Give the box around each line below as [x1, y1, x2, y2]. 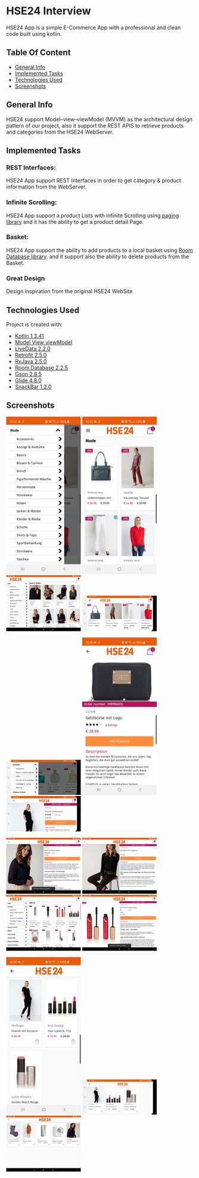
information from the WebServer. [6, 183, 87, 190]
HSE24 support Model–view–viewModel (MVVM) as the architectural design [6, 115, 192, 123]
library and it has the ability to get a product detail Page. [6, 218, 144, 225]
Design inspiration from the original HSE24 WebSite [6, 288, 133, 295]
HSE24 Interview [6, 4, 91, 18]
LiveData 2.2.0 [14, 345, 51, 352]
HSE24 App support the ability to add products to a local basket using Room [6, 246, 194, 254]
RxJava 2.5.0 [14, 357, 47, 365]
